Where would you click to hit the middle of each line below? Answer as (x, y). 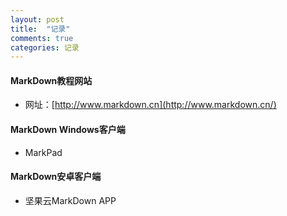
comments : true (42, 38)
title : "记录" (40, 29)
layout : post (37, 19)
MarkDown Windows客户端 (68, 130)
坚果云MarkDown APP (70, 200)
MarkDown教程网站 (51, 80)
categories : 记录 (45, 47)
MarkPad (43, 152)
